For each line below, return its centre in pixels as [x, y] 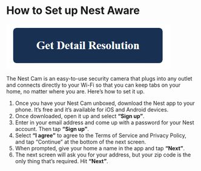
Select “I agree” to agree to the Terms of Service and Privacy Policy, [100, 135]
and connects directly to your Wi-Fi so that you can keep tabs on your [94, 85]
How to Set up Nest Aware [73, 11]
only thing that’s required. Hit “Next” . [61, 161]
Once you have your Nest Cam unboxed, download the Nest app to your [105, 103]
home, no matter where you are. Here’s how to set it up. [76, 91]
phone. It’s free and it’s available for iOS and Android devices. [92, 109]
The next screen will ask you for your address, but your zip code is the [103, 155]
